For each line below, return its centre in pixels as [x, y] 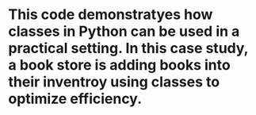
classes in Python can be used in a [124, 31]
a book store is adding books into [120, 65]
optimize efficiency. [75, 99]
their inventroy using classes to [114, 82]
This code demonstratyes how [111, 15]
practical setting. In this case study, [128, 48]
